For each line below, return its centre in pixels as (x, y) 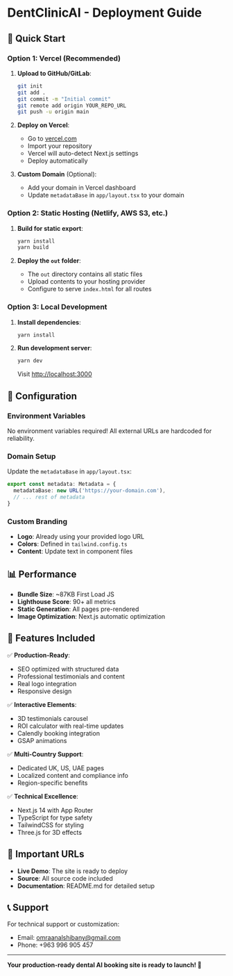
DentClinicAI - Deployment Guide (105, 13)
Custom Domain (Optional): (57, 174)
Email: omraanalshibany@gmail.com (69, 938)
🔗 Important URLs (46, 854)
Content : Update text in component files (75, 551)
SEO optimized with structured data (68, 669)
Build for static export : (50, 228)
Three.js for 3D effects (49, 832)
